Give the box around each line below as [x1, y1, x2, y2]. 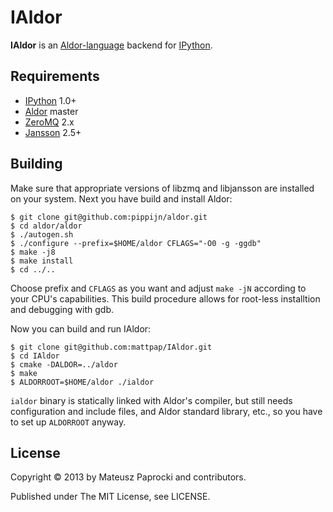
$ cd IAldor [10, 351, 60, 361]
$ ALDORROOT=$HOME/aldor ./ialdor [10, 377, 155, 387]
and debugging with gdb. [10, 303, 114, 315]
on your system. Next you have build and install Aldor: [10, 192, 233, 205]
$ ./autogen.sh [10, 229, 74, 240]
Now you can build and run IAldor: [10, 322, 152, 335]
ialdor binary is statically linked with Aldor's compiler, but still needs [10, 394, 293, 406]
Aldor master [24, 105, 79, 117]
